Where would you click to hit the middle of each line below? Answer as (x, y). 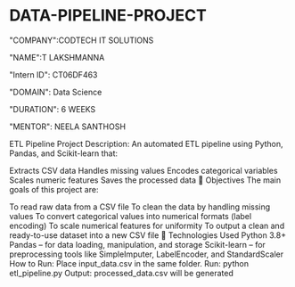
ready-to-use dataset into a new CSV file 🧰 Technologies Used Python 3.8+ (148, 235)
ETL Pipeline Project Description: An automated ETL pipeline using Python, (146, 143)
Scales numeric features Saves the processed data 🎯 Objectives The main (145, 180)
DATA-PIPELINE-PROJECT (108, 16)
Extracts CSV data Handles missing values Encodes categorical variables (143, 170)
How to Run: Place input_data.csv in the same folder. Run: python (129, 263)
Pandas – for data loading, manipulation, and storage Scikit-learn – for (137, 244)
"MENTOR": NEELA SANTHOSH (68, 127)
